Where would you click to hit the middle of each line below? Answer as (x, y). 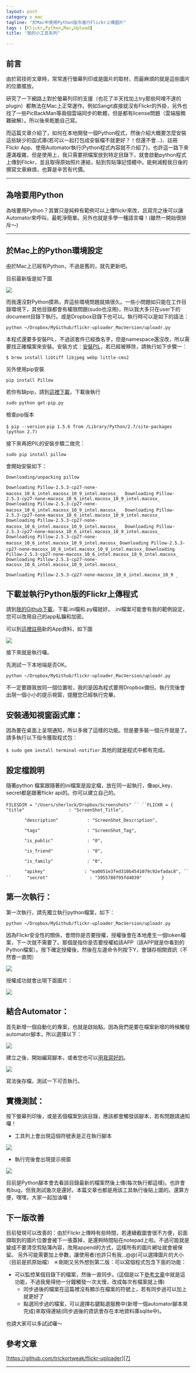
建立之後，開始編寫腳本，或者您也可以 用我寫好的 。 (67, 1058)
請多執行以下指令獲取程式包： (42, 737)
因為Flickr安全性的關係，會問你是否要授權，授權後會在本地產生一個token (93, 935)
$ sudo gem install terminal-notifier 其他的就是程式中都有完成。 (87, 750)
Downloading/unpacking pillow (43, 477)
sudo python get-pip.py (35, 403)
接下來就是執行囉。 (29, 653)
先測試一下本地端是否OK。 (38, 665)
